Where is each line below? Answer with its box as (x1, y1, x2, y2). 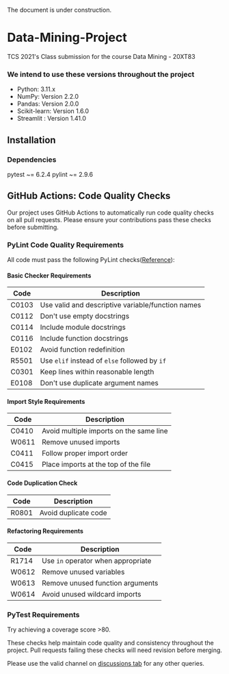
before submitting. (7, 223, 59, 231)
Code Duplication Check (7, 479, 78, 488)
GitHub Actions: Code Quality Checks (7, 190, 171, 202)
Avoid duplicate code (39, 507, 107, 517)
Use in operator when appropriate (42, 555, 152, 565)
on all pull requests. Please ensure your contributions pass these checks (7, 215, 212, 224)
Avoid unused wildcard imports (42, 589, 142, 599)
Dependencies (7, 154, 57, 164)
